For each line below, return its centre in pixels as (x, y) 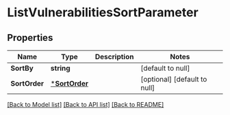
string (60, 68)
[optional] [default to (174, 79)
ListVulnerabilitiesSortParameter (103, 13)
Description (114, 57)
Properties (30, 38)
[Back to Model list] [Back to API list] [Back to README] (86, 104)
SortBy (22, 68)
